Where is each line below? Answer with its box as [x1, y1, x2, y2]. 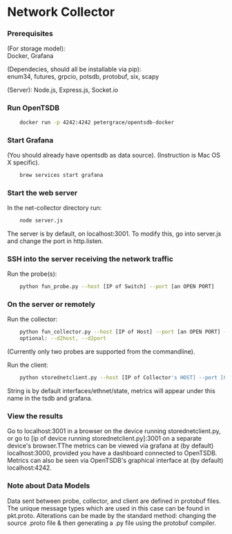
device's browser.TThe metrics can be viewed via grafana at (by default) [7, 441, 214, 450]
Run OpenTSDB [7, 103, 60, 113]
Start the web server [7, 188, 78, 198]
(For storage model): [7, 44, 66, 53]
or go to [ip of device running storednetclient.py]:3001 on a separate [7, 435, 202, 443]
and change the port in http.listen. [7, 237, 104, 245]
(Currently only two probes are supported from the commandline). [7, 347, 195, 356]
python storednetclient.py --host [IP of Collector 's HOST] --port [19, 374, 217, 381]
